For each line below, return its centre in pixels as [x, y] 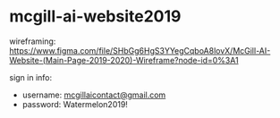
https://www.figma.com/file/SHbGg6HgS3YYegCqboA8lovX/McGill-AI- [140, 50]
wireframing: [33, 41]
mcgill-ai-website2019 [95, 17]
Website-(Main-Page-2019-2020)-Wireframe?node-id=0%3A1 [124, 60]
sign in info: [31, 77]
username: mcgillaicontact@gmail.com [94, 95]
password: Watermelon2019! [75, 104]
